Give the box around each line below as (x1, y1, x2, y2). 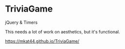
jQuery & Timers (5, 19, 38, 25)
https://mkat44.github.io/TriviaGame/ (5, 38, 79, 44)
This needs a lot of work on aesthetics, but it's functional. (5, 29, 120, 34)
